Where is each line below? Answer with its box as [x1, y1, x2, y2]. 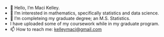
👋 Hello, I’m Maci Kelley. [10, 5, 60, 10]
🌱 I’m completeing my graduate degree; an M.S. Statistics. [10, 15, 131, 21]
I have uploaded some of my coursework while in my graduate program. [10, 20, 159, 26]
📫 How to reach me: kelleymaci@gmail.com [10, 26, 102, 32]
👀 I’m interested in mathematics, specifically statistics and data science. [10, 10, 159, 16]
